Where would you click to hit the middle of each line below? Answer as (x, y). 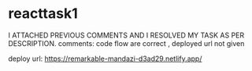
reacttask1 (43, 14)
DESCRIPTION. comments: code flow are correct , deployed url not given (126, 43)
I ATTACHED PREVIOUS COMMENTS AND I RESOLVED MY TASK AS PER (126, 35)
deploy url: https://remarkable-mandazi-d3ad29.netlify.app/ (105, 59)
